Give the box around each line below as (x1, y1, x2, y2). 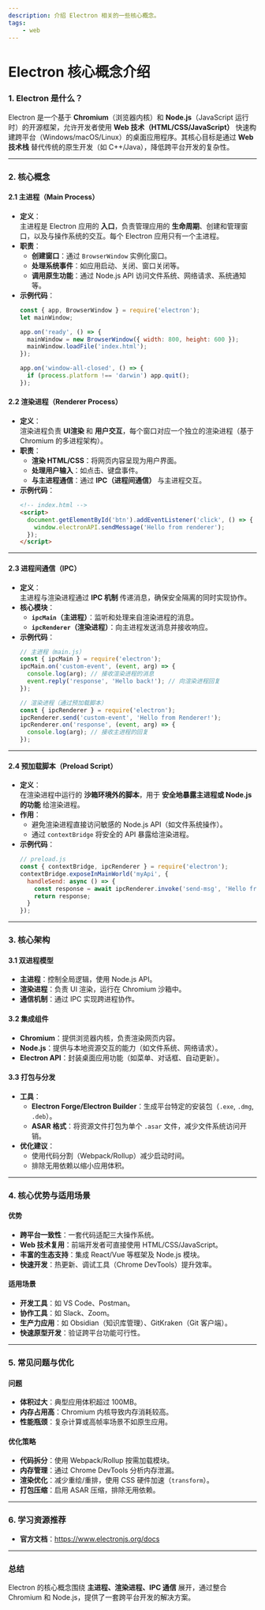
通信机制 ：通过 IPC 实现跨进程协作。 (19, 994, 140, 1004)
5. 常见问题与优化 (8, 1358, 75, 1368)
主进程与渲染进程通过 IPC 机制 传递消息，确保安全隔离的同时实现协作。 (19, 593, 252, 602)
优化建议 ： (19, 1141, 55, 1150)
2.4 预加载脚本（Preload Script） (8, 761, 118, 771)
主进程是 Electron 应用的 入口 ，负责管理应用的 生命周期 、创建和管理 (19, 221, 241, 230)
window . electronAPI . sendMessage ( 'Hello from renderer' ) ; (34, 523, 226, 531)
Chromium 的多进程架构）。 (19, 436, 108, 445)
